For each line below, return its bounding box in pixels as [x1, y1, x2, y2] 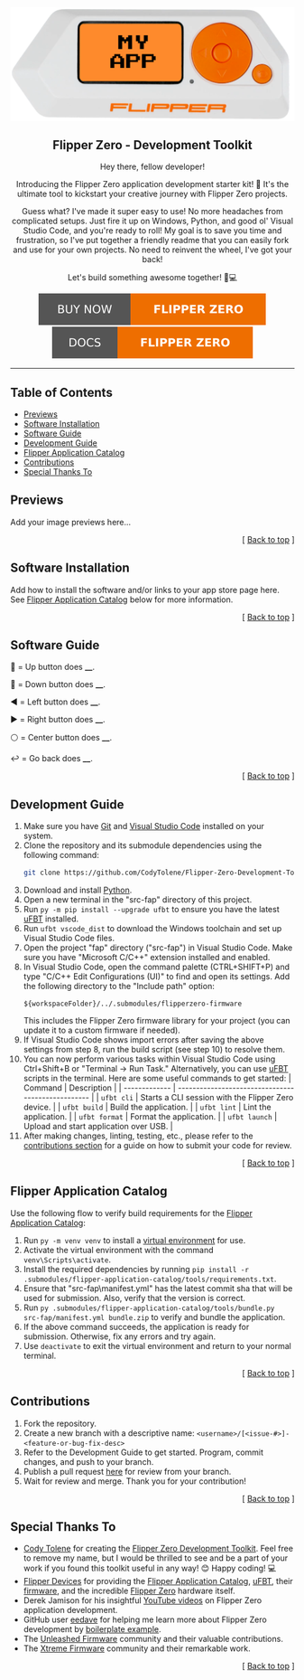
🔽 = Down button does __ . [10, 679, 106, 690]
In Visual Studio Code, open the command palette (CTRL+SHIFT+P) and [23, 961, 290, 973]
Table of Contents [10, 384, 114, 400]
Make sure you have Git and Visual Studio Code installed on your [23, 821, 264, 832]
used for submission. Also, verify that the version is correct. [23, 1292, 246, 1303]
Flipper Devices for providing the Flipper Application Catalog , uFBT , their [23, 1576, 294, 1587]
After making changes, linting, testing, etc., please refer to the [23, 1130, 253, 1141]
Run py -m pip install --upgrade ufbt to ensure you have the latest [23, 904, 280, 915]
